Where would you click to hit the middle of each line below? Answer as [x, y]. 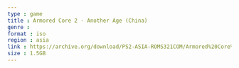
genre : [19, 27]
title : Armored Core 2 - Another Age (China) [78, 21]
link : [17, 47]
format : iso [27, 34]
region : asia [28, 40]
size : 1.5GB [27, 54]
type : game [25, 14]
